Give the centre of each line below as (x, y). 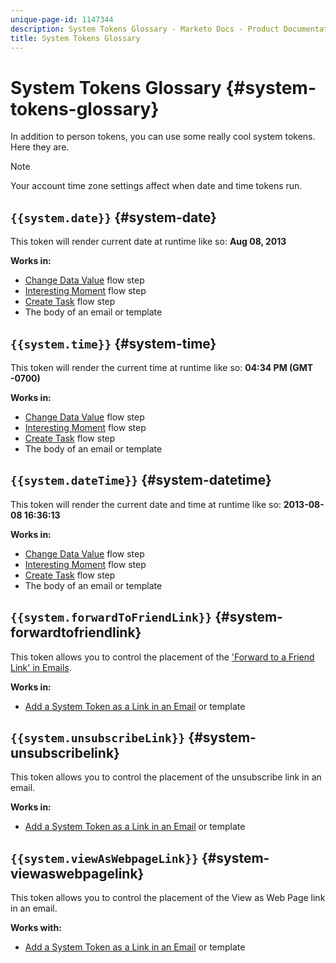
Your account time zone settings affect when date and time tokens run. (156, 186)
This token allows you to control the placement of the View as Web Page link (168, 898)
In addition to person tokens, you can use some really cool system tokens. (163, 137)
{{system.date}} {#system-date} (113, 217)
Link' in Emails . (41, 667)
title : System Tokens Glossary (75, 38)
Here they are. (40, 147)
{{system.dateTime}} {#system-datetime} (141, 480)
